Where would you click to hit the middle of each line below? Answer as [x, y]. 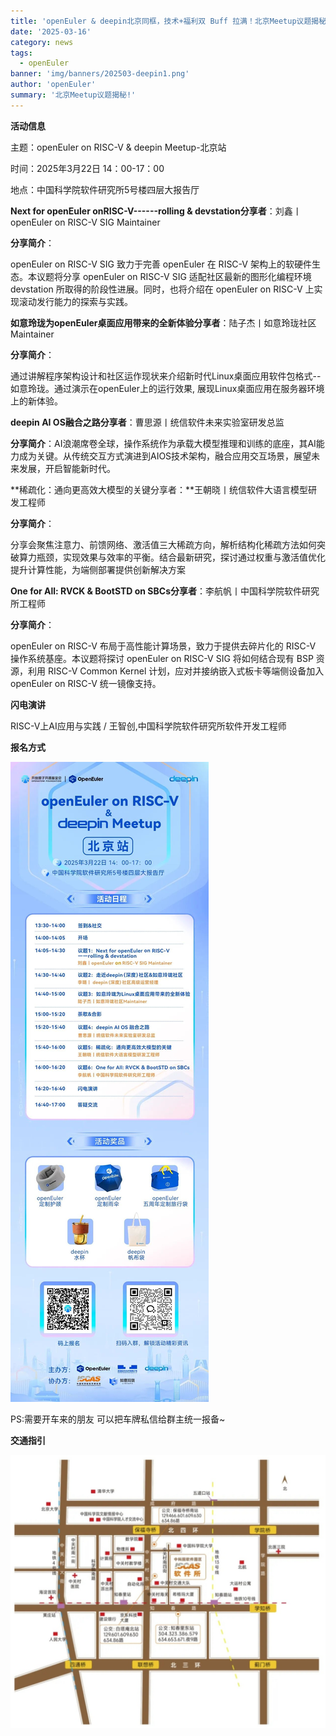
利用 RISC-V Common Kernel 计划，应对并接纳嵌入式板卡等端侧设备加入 [176, 671]
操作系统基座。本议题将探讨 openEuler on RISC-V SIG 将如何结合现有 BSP [162, 658]
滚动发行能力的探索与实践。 [75, 301]
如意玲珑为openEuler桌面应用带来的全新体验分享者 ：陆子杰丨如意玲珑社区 [163, 322]
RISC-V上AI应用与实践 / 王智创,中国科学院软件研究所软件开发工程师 [148, 726]
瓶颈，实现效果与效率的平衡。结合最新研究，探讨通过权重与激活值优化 [181, 557]
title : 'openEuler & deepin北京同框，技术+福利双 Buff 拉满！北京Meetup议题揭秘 [168, 21]
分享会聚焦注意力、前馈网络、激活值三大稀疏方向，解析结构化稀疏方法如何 [163, 544]
